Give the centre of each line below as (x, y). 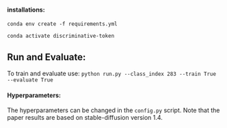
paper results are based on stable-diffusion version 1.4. (85, 118)
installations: (26, 10)
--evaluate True (30, 80)
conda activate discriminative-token (61, 36)
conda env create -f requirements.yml (62, 24)
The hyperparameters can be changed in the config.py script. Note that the (113, 110)
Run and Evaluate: (46, 57)
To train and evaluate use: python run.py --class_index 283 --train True (112, 74)
